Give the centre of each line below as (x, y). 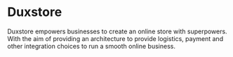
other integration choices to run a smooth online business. (91, 46)
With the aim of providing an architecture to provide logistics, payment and (115, 38)
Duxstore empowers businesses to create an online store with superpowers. (117, 31)
